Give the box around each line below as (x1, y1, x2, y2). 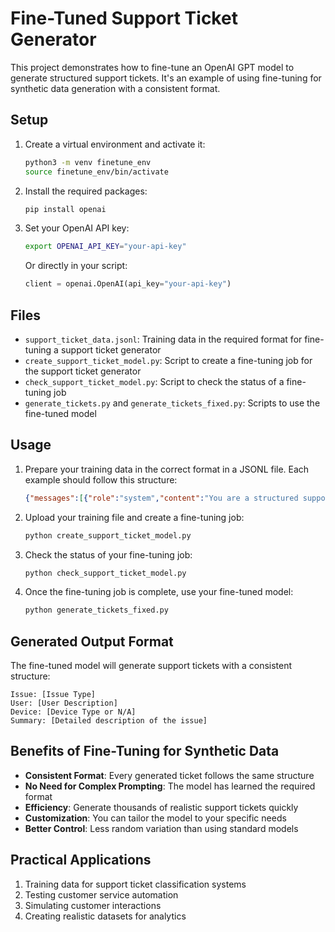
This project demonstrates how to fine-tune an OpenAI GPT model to (10, 61, 295, 73)
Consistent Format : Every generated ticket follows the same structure (24, 769, 315, 781)
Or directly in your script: (24, 260, 128, 272)
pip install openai (24, 204, 107, 214)
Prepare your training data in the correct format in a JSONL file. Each (24, 463, 310, 475)
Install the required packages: (24, 185, 148, 197)
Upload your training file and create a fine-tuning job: (24, 511, 245, 523)
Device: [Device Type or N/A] (10, 707, 137, 717)
